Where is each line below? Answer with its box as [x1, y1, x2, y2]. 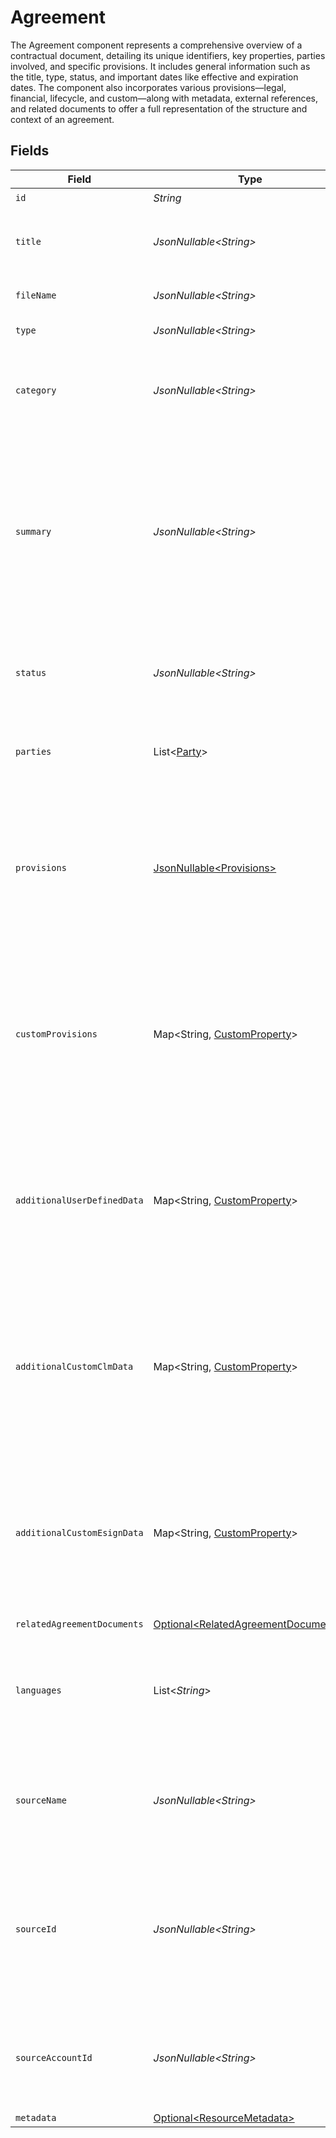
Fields [10, 142, 50, 160]
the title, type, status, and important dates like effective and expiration [10, 71, 299, 83]
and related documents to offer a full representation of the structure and [10, 102, 308, 115]
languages [15, 1684, 62, 1696]
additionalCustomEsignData [15, 1527, 144, 1538]
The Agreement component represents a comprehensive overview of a [10, 39, 303, 51]
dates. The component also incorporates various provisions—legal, [10, 81, 287, 93]
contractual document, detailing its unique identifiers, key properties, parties [10, 49, 326, 61]
